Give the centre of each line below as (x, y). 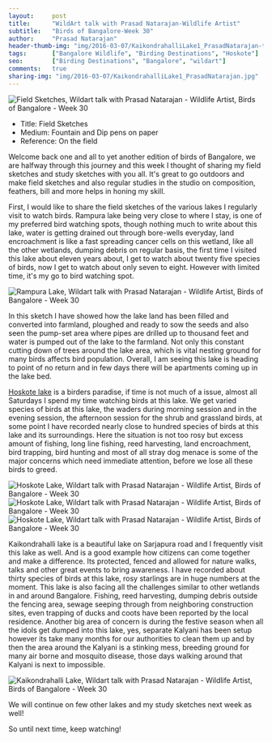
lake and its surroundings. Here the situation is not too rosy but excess (126, 435)
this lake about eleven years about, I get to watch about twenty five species (134, 258)
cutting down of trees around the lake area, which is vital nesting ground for (135, 350)
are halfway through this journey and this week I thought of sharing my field (135, 165)
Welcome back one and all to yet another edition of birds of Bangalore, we (132, 157)
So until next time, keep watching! (65, 729)
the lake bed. (30, 376)
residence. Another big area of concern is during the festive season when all (136, 621)
